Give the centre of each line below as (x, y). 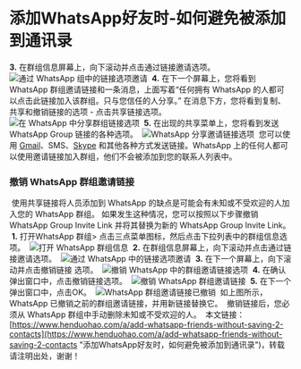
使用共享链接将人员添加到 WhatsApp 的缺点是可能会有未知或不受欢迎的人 (146, 203)
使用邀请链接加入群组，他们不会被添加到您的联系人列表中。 (127, 156)
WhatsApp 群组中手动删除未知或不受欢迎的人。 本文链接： (136, 314)
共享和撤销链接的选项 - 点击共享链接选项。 (88, 112)
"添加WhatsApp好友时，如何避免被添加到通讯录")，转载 (182, 345)
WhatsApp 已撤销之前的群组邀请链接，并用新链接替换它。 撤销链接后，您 (146, 304)
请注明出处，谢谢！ (45, 356)
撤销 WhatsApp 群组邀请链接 (72, 181)
